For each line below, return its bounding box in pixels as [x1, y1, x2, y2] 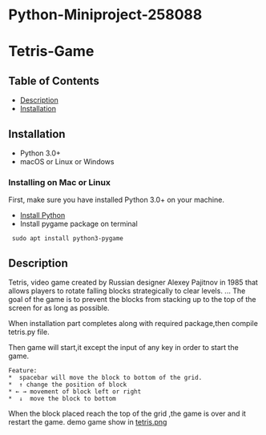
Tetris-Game [8, 42, 95, 61]
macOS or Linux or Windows [19, 157, 115, 166]
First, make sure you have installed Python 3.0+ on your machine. [8, 195, 224, 205]
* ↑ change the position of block [8, 381, 127, 389]
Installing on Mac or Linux [8, 176, 111, 187]
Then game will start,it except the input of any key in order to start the [8, 343, 239, 352]
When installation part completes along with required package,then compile [8, 319, 259, 328]
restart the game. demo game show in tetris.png [8, 417, 167, 427]
